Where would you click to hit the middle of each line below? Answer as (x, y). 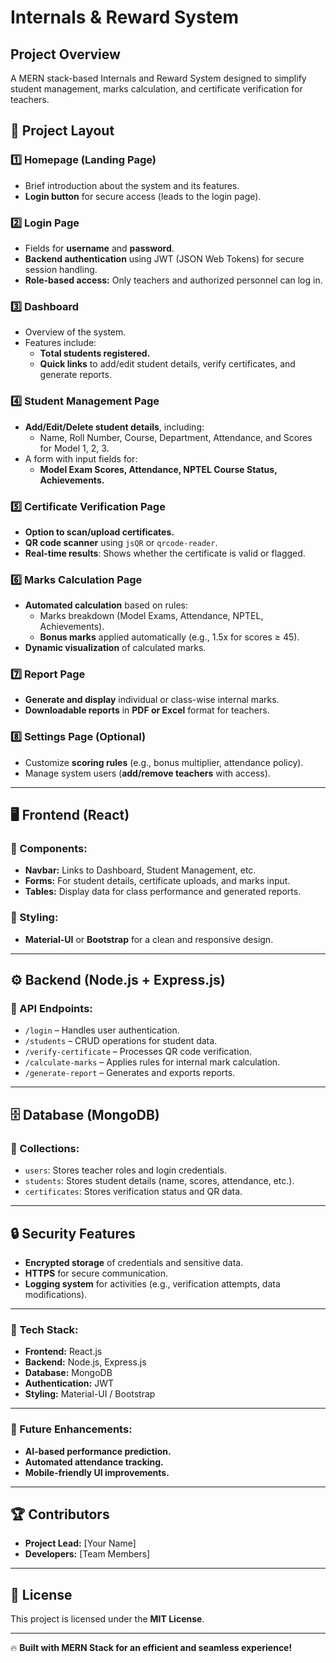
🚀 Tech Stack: (44, 1329)
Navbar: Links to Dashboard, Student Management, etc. (140, 870)
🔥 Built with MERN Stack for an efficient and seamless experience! (151, 1648)
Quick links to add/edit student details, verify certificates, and (167, 364)
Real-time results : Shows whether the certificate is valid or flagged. (165, 553)
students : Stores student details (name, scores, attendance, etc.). (159, 1181)
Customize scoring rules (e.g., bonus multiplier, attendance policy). (164, 762)
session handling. (61, 269)
